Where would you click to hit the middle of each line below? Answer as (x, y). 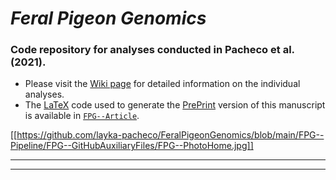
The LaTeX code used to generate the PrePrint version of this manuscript (175, 105)
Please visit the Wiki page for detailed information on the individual (162, 84)
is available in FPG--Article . (82, 116)
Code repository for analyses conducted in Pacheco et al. (152, 50)
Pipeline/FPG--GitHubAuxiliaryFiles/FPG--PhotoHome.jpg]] (132, 146)
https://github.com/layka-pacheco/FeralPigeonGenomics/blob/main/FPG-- (170, 135)
